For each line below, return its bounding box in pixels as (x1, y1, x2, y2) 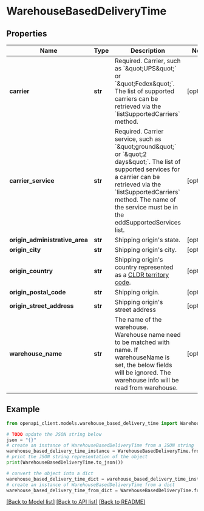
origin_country (9, 267, 53, 275)
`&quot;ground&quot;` (114, 143, 177, 151)
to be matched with (114, 338, 170, 347)
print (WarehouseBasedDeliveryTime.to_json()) (6, 459, 123, 465)
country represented (114, 263, 174, 271)
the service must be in (114, 203, 178, 211)
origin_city (9, 246, 41, 254)
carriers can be (114, 95, 158, 103)
